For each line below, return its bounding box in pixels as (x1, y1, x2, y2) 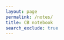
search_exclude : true (5, 25, 59, 31)
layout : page (5, 8, 38, 15)
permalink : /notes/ (5, 14, 53, 20)
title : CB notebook (5, 19, 53, 25)
